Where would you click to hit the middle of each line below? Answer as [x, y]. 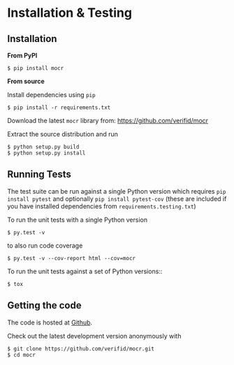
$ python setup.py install [46, 153]
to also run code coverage [45, 245]
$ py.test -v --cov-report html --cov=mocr [72, 258]
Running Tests [39, 174]
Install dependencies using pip [51, 95]
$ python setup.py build [43, 147]
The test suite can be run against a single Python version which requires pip [117, 191]
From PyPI [22, 55]
